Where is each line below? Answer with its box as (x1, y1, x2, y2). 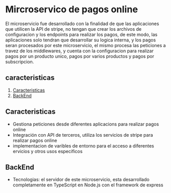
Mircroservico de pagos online (5, 4, 138, 15)
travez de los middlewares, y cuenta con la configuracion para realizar (5, 48, 154, 54)
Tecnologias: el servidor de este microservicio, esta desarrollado (12, 177, 149, 183)
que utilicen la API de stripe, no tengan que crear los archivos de (5, 26, 142, 32)
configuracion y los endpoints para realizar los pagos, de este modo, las (5, 31, 158, 37)
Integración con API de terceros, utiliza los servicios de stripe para (12, 132, 154, 138)
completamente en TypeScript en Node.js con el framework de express (12, 182, 164, 188)
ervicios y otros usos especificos (12, 148, 83, 154)
